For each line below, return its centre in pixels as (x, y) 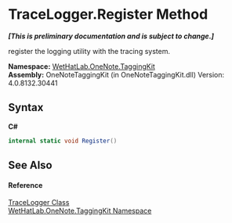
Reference (25, 185)
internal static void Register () (63, 141)
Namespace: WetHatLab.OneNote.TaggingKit (82, 66)
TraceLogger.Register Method (108, 14)
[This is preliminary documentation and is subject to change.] (111, 36)
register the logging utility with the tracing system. (89, 51)
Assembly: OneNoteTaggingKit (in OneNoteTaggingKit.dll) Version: (116, 74)
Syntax (26, 108)
